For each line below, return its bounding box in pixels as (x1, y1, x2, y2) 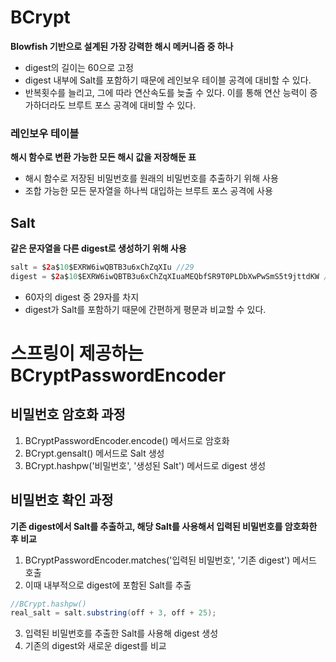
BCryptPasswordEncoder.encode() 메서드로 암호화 (24, 434, 230, 446)
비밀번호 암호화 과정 (10, 406, 126, 423)
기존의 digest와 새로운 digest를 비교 (24, 640, 167, 652)
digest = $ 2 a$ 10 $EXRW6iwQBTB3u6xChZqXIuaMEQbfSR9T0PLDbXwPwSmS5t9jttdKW (10, 271, 320, 281)
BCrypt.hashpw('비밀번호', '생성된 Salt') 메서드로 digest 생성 (24, 459, 267, 471)
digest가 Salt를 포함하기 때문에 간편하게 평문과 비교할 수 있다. (24, 303, 267, 315)
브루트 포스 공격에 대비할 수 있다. (68, 99, 197, 111)
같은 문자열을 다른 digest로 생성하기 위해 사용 (10, 242, 187, 255)
